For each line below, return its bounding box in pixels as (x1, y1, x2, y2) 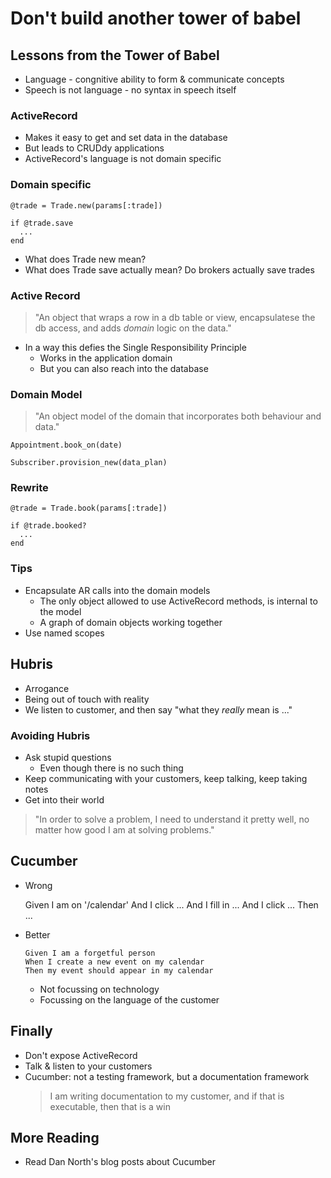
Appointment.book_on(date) (10, 440, 123, 451)
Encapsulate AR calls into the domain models (24, 584, 211, 596)
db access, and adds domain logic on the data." (34, 322, 232, 334)
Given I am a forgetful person (24, 948, 156, 958)
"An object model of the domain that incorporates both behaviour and (34, 410, 322, 422)
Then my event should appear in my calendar (24, 965, 214, 976)
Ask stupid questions (24, 751, 112, 763)
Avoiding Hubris (10, 728, 91, 742)
